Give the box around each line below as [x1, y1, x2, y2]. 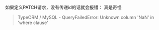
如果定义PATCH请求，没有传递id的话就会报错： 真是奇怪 [5, 4, 122, 10]
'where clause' [17, 19, 49, 25]
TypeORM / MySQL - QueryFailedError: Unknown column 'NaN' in [17, 14, 154, 20]
